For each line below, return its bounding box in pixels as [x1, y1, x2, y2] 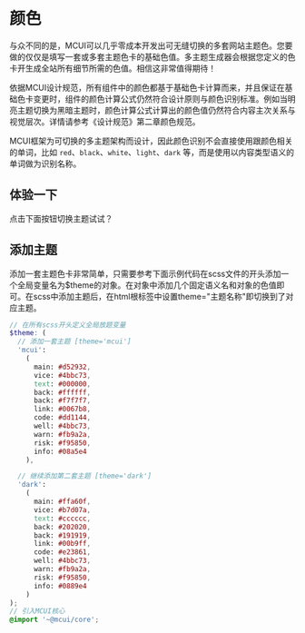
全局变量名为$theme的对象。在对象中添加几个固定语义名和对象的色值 [16, 279, 277, 291]
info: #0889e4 [33, 581, 88, 590]
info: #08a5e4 [33, 447, 88, 456]
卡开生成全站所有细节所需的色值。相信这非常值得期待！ [9, 63, 216, 74]
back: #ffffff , [33, 388, 92, 397]
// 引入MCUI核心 [9, 607, 65, 616]
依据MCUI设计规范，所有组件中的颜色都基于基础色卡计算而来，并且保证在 [9, 82, 286, 93]
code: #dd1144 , [33, 413, 92, 422]
